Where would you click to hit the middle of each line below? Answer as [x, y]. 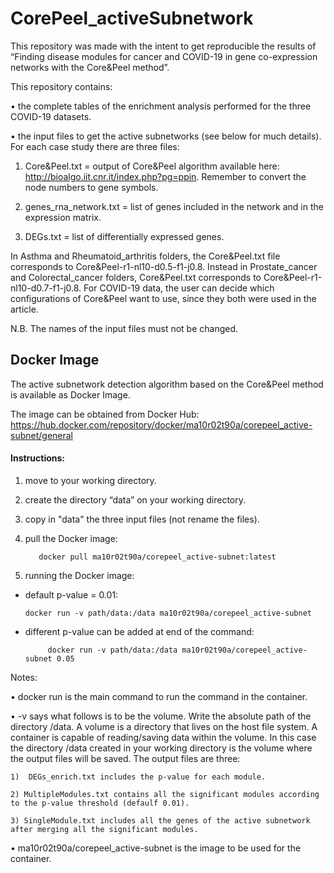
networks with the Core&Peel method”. [90, 67]
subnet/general [42, 435]
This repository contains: [61, 86]
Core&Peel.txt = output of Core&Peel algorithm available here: [152, 166]
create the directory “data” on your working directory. [135, 499]
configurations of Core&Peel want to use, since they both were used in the [163, 298]
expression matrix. [63, 217]
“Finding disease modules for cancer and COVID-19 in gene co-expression [164, 56]
